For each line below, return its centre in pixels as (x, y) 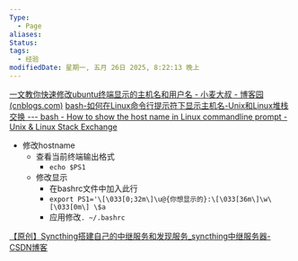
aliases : (26, 34)
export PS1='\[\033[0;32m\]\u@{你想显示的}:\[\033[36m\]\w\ (160, 199)
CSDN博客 (28, 247)
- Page (30, 26)
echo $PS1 (67, 167)
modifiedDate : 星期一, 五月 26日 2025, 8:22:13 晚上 (105, 68)
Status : (24, 43)
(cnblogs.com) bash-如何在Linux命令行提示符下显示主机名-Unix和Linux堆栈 (149, 105)
